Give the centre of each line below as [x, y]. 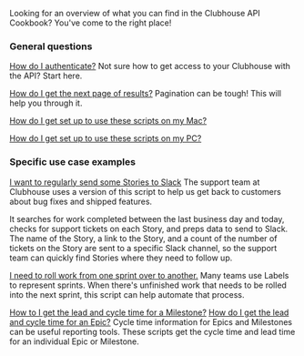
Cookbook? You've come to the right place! [91, 23]
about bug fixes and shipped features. [81, 201]
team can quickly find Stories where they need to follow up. [121, 258]
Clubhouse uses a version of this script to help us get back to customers [146, 191]
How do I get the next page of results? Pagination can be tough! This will [146, 94]
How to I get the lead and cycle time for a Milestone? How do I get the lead [149, 312]
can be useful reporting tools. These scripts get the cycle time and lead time [152, 331]
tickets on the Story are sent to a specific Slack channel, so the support [143, 248]
